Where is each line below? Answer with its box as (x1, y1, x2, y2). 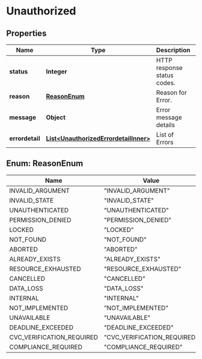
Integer (46, 67, 67, 76)
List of (156, 130, 174, 139)
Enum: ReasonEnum (6, 158, 84, 169)
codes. (156, 79, 176, 87)
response (156, 64, 183, 72)
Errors (156, 138, 174, 146)
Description (156, 46, 191, 54)
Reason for (156, 88, 188, 97)
